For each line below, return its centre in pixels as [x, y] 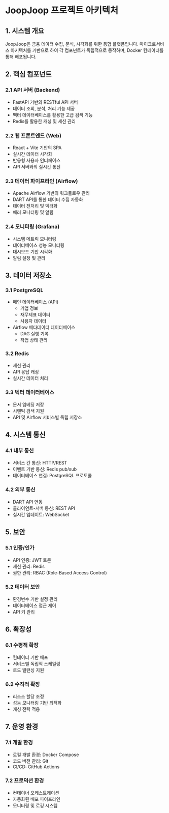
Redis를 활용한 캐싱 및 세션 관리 [44, 121]
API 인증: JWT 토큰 [32, 560]
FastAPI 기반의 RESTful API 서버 [45, 102]
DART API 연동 [28, 502]
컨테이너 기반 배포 [30, 657]
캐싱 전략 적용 [26, 709]
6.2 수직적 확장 [23, 684]
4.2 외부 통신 [20, 490]
